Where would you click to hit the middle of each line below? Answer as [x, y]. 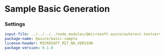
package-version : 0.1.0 [29, 48]
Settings [15, 24]
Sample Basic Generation [57, 9]
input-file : [17, 34]
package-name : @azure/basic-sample [41, 39]
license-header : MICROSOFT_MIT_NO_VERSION [49, 43]
